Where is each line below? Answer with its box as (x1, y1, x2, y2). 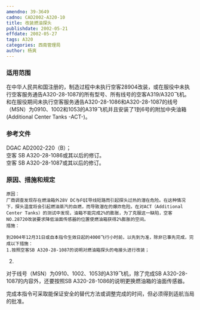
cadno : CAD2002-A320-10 (6, 14, 66, 20)
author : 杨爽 (6, 48, 37, 54)
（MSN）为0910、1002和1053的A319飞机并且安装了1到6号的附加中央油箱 (6, 106, 187, 113)
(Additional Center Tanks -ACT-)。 (6, 113, 91, 120)
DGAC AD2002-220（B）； (6, 144, 72, 151)
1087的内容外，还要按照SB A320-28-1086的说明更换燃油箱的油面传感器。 (6, 277, 188, 284)
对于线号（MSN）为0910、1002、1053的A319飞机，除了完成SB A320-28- (6, 270, 188, 277)
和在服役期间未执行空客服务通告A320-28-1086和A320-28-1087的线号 (6, 98, 178, 105)
